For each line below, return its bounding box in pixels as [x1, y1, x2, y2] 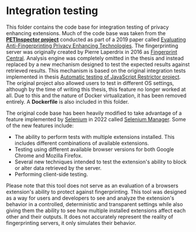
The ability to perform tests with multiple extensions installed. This [14, 133, 175, 140]
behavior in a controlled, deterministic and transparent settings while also [6, 200, 183, 207]
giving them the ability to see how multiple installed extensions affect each [6, 207, 186, 214]
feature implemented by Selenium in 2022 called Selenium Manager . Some [6, 115, 186, 122]
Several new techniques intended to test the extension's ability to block [14, 158, 187, 165]
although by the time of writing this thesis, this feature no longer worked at [6, 86, 186, 93]
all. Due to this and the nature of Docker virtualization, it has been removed [6, 92, 187, 99]
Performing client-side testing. [14, 170, 88, 178]
